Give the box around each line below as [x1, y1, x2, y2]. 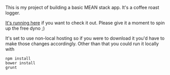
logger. [5, 10, 21, 16]
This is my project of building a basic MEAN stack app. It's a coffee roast [5, 5, 159, 10]
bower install [5, 61, 36, 66]
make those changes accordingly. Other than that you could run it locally [5, 41, 159, 47]
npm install [5, 56, 31, 61]
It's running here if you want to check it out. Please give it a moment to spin [5, 20, 165, 26]
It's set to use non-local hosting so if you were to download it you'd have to [5, 35, 165, 41]
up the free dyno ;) [5, 25, 45, 31]
